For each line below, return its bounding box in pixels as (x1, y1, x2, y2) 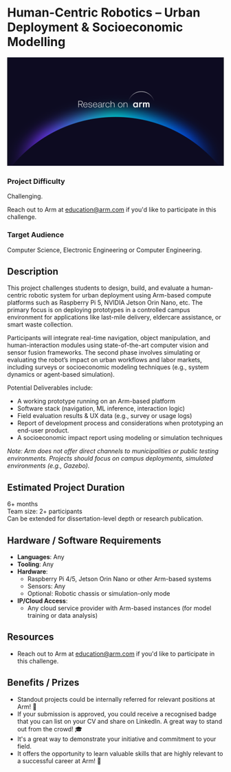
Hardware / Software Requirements (7, 534, 162, 546)
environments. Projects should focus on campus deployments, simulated (7, 455, 214, 463)
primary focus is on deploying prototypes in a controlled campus (7, 306, 190, 314)
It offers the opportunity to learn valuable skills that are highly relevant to (16, 749, 223, 758)
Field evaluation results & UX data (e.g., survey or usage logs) (16, 412, 192, 420)
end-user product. (16, 426, 69, 435)
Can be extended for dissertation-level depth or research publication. (7, 514, 204, 523)
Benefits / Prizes (7, 677, 80, 689)
